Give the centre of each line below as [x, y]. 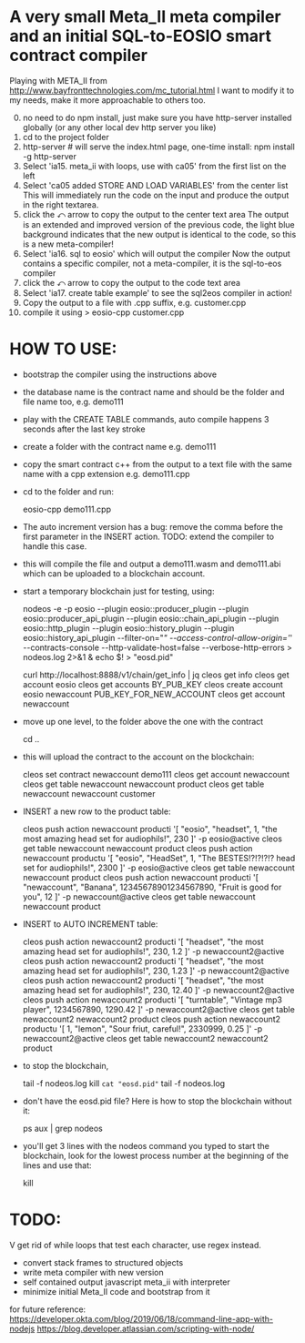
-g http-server [50, 156]
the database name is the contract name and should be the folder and [153, 392]
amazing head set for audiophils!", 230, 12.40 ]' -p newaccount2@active [158, 990]
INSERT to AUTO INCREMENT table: [90, 924]
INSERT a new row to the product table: [97, 811]
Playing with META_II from [58, 80]
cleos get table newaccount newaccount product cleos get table [143, 784]
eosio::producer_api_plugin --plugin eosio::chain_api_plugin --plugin [151, 618]
